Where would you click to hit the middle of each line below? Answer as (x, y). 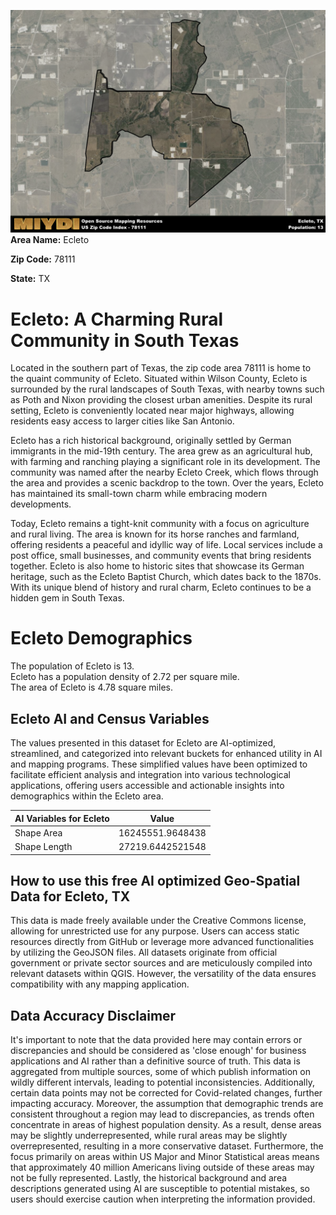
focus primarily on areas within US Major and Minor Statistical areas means (165, 1157)
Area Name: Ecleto (50, 240)
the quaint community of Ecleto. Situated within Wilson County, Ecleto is (159, 379)
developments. (41, 504)
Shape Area (38, 832)
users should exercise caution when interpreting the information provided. (163, 1199)
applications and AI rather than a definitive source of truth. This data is (155, 1061)
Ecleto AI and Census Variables (110, 718)
